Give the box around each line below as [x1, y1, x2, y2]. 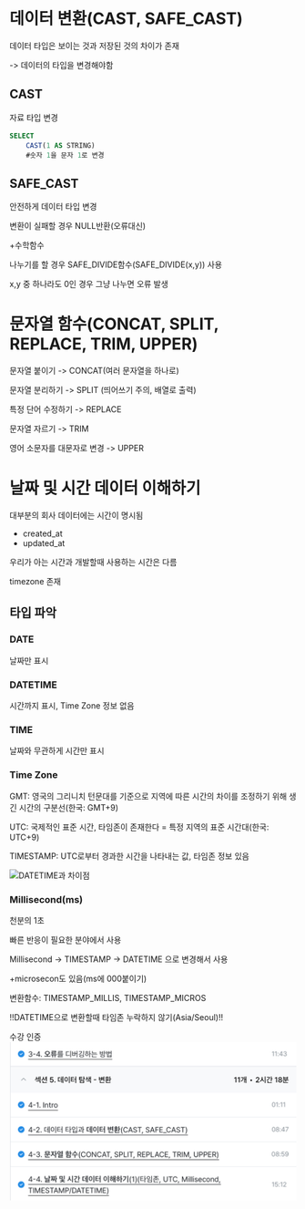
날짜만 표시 [9, 655, 49, 666]
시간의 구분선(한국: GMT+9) [18, 801, 119, 812]
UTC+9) [9, 832, 40, 842]
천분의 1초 [9, 914, 46, 925]
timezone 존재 [9, 576, 62, 587]
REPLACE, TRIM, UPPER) [9, 334, 198, 355]
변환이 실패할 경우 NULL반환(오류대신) [9, 221, 147, 232]
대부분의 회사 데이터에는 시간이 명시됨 [9, 510, 144, 521]
